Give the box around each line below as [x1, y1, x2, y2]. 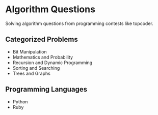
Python [12, 98, 28, 105]
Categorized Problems [5, 35, 78, 44]
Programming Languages [5, 85, 88, 94]
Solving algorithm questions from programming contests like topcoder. [5, 20, 154, 26]
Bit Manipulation [12, 48, 47, 54]
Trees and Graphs [12, 70, 51, 76]
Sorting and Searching [12, 65, 60, 71]
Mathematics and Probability [12, 54, 73, 60]
